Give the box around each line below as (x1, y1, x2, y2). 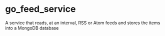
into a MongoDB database (5, 25, 59, 31)
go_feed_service (5, 3, 76, 15)
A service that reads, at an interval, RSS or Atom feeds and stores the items (5, 20, 160, 26)
